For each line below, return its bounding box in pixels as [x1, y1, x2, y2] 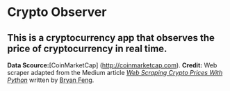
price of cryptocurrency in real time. [7, 42, 167, 54]
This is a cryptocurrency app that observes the [7, 32, 215, 44]
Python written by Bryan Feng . [7, 76, 95, 84]
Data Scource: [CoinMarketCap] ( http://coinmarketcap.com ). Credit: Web [7, 61, 217, 69]
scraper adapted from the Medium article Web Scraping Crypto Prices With [7, 69, 223, 76]
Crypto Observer [7, 4, 107, 20]
